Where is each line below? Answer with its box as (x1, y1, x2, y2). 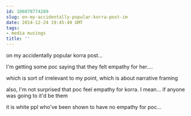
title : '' (6, 36, 31, 42)
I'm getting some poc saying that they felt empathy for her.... (6, 63, 153, 70)
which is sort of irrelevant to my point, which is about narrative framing (6, 74, 178, 81)
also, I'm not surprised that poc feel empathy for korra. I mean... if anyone (6, 86, 185, 93)
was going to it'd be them (6, 92, 68, 99)
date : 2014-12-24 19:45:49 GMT (6, 19, 83, 25)
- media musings (6, 30, 46, 36)
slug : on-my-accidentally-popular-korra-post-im (6, 14, 128, 20)
